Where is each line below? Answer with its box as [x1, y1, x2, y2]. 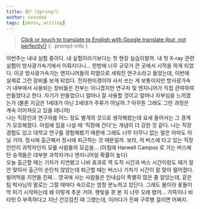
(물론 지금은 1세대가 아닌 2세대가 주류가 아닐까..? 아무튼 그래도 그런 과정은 [17, 99, 189, 107]
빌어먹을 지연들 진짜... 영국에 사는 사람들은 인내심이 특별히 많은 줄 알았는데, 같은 [6, 174, 192, 181]
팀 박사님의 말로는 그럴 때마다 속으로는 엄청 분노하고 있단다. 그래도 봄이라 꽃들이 [6, 181, 193, 188]
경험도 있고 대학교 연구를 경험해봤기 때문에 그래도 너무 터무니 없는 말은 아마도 [6, 129, 186, 136]
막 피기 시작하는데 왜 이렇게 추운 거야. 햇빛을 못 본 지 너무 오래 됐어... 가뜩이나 [6, 189, 187, 196]
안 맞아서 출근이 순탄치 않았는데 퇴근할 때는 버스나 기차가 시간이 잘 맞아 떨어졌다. [6, 166, 194, 173]
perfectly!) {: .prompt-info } [20, 42, 88, 49]
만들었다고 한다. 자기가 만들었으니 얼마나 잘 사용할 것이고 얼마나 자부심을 [6, 92, 175, 99]
